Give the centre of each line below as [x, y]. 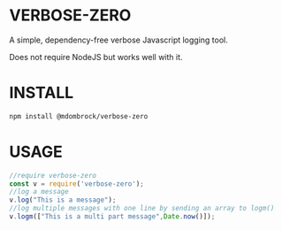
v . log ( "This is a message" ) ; [63, 200]
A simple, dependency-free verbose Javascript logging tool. [118, 40]
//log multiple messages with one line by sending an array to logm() [142, 209]
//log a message [39, 192]
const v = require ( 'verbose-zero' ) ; [76, 184]
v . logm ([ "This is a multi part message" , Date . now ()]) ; [112, 217]
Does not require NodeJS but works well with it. [96, 57]
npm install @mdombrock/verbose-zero [79, 116]
